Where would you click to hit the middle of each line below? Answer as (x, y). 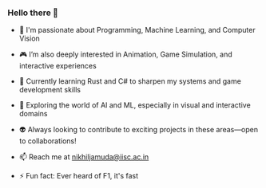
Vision (30, 38)
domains (33, 114)
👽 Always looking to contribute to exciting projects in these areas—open (139, 130)
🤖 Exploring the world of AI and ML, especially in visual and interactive (135, 105)
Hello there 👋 (33, 13)
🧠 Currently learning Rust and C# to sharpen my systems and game (130, 81)
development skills (50, 90)
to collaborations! (48, 141)
